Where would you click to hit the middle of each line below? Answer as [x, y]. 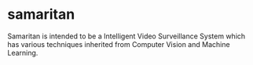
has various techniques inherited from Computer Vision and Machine [119, 44]
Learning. [23, 52]
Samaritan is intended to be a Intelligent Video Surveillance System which [126, 36]
